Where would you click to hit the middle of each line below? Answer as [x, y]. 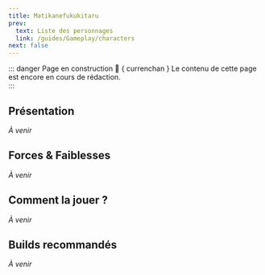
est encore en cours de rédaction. [64, 77]
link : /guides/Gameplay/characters [75, 38]
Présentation [41, 111]
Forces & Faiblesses [60, 156]
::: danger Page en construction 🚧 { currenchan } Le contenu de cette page [132, 68]
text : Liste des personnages [64, 31]
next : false [28, 46]
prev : [17, 23]
